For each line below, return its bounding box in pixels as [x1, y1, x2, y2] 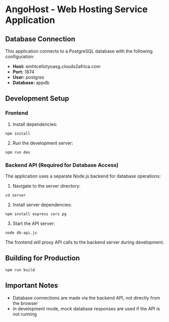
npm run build [5, 267, 35, 273]
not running [12, 311, 37, 317]
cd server [5, 192, 26, 198]
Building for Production [5, 254, 80, 262]
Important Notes [5, 281, 58, 290]
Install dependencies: [12, 121, 58, 127]
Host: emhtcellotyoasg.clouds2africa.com [12, 64, 101, 69]
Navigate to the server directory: [12, 183, 81, 189]
